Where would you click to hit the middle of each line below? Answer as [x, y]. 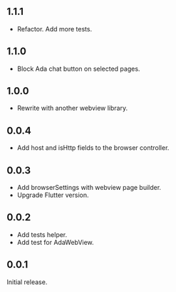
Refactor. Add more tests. [55, 29]
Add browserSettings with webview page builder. [89, 188]
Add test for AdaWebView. [55, 242]
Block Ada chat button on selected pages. [78, 69]
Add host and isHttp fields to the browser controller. [93, 148]
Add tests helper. [42, 234]
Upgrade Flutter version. [53, 195]
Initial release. [27, 282]
